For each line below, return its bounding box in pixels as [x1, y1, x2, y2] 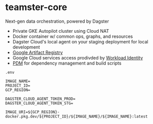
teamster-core [5, 2, 67, 13]
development [12, 44, 40, 50]
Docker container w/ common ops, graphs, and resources [12, 33, 133, 39]
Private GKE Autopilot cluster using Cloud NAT [12, 28, 110, 34]
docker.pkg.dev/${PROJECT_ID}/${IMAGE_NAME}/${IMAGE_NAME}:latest [5, 114, 148, 119]
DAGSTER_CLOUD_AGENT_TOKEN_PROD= [5, 96, 76, 101]
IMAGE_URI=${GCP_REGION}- [5, 109, 60, 114]
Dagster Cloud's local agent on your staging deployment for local [12, 38, 148, 44]
